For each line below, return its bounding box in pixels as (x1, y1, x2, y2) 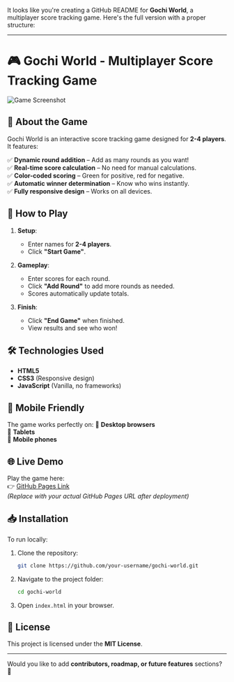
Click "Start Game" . (27, 247, 86, 256)
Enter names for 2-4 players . (27, 240, 112, 248)
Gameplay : (17, 261, 50, 269)
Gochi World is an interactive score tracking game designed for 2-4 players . (7, 134, 226, 143)
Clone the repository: (17, 549, 79, 557)
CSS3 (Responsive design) (17, 374, 95, 383)
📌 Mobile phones (7, 435, 57, 444)
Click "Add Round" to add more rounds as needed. (27, 282, 175, 290)
